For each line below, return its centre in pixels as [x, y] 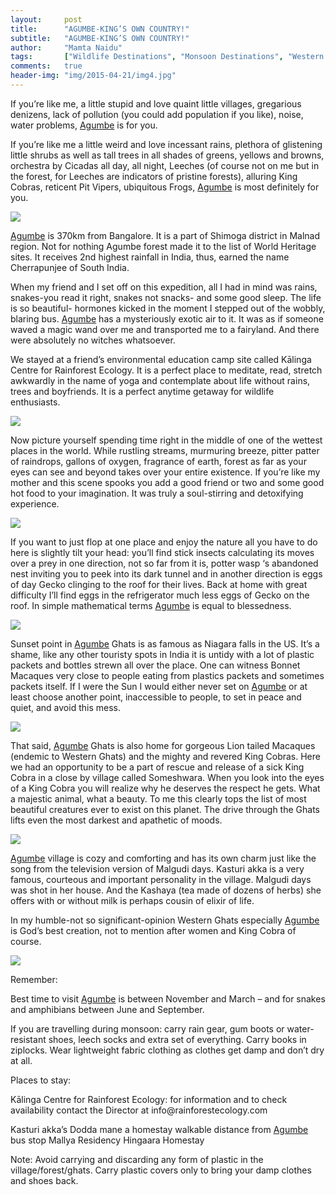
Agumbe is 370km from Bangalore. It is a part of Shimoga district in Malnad [165, 235]
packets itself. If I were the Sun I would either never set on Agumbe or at [159, 686]
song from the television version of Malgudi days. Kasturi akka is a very [157, 868]
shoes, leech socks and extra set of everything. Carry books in [177, 1039]
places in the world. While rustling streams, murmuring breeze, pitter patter [165, 450]
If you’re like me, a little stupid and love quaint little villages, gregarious [156, 103]
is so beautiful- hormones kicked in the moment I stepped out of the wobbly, [168, 308]
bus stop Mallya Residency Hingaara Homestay [107, 1140]
